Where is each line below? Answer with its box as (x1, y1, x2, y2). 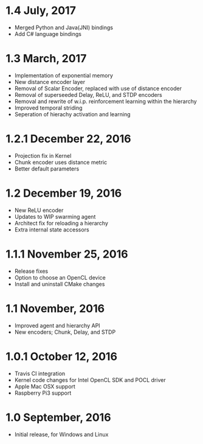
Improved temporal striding (14, 104, 83, 111)
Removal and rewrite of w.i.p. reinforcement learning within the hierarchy (14, 97, 197, 105)
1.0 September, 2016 (5, 411, 111, 424)
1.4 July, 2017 (5, 4, 77, 18)
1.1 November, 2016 (5, 301, 105, 315)
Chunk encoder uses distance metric (14, 158, 108, 166)
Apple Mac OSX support (14, 382, 75, 390)
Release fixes (14, 267, 49, 275)
